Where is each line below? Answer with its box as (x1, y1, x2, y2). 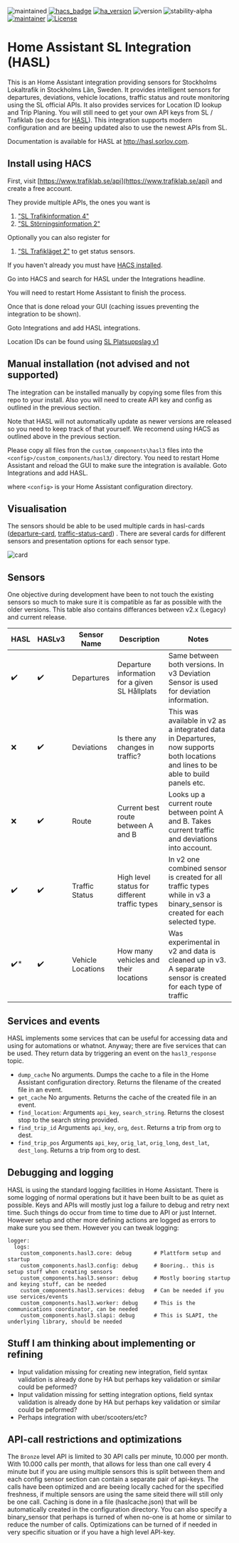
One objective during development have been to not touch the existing (7, 590, 214, 599)
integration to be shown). (7, 310, 81, 318)
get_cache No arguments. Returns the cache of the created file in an (17, 1093, 217, 1102)
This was (168, 707, 199, 717)
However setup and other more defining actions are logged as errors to (7, 1215, 216, 1224)
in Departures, (168, 733, 216, 743)
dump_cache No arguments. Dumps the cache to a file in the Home (17, 1070, 209, 1079)
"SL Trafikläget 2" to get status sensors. (17, 246, 135, 256)
